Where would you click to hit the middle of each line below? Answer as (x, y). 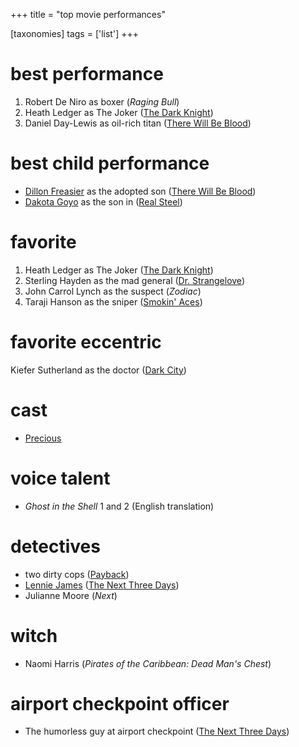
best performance (87, 74)
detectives (55, 546)
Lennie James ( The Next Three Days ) (102, 585)
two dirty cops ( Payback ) (77, 574)
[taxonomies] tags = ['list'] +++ (74, 33)
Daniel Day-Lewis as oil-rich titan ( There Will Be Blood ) (138, 123)
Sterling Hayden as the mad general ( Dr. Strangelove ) (134, 280)
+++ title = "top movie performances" (88, 14)
